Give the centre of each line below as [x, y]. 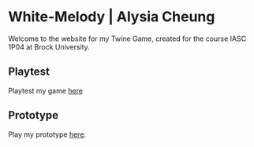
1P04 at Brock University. [49, 46]
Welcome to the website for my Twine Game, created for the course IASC [127, 39]
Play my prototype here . [47, 134]
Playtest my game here [45, 90]
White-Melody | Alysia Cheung [112, 17]
